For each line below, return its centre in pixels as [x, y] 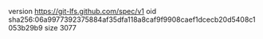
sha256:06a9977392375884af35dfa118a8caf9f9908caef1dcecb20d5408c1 [132, 19]
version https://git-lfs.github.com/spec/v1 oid [82, 11]
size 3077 [61, 28]
